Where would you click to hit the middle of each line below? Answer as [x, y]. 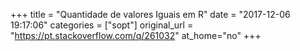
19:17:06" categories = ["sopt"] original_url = [102, 25]
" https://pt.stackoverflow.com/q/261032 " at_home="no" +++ [136, 35]
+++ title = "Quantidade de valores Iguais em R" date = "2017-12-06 [150, 14]
